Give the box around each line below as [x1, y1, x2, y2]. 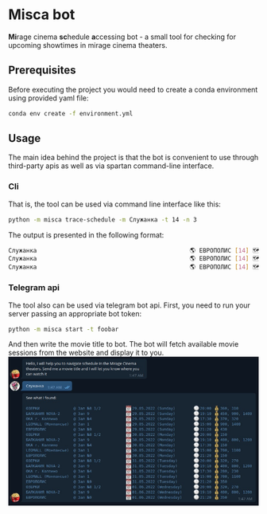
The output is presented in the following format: [8, 230, 164, 240]
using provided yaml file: [8, 93, 89, 103]
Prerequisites [8, 64, 76, 77]
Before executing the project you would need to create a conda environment [8, 84, 258, 94]
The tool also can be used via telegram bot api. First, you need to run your [8, 300, 250, 310]
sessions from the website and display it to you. [8, 348, 164, 358]
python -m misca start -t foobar [8, 325, 119, 333]
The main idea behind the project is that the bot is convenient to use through [8, 153, 259, 163]
